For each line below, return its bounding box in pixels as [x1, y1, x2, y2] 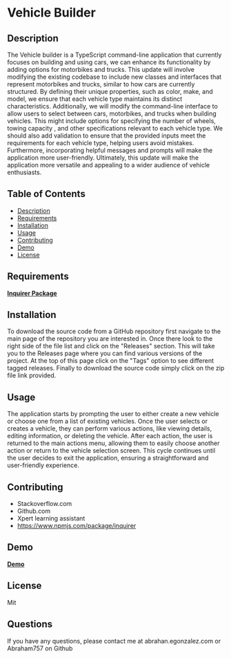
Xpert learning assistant [17, 514, 86, 523]
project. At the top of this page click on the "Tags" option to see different [7, 357, 214, 365]
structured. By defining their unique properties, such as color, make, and [7, 88, 214, 95]
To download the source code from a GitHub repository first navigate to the [7, 327, 221, 336]
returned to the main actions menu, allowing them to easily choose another [7, 439, 220, 447]
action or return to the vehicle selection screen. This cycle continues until [7, 446, 216, 455]
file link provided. [7, 371, 57, 379]
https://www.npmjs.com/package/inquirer [17, 522, 137, 530]
